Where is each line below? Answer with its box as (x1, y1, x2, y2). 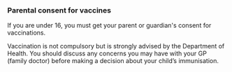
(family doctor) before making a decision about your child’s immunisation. (7, 57, 219, 65)
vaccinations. (7, 28, 46, 37)
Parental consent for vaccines (7, 6, 112, 15)
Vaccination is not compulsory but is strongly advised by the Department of (7, 42, 225, 51)
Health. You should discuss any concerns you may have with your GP (7, 49, 208, 57)
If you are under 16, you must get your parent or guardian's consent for (7, 21, 212, 30)
